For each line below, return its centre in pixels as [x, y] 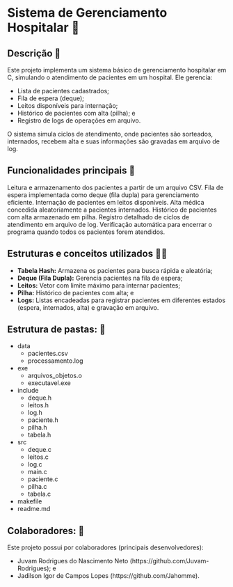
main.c [37, 472]
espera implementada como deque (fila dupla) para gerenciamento [103, 195]
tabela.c [39, 494]
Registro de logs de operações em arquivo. [79, 120]
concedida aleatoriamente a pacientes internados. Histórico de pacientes [112, 210]
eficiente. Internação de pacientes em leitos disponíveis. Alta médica [106, 202]
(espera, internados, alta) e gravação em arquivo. [88, 307]
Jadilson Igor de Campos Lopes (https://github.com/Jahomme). [109, 576]
